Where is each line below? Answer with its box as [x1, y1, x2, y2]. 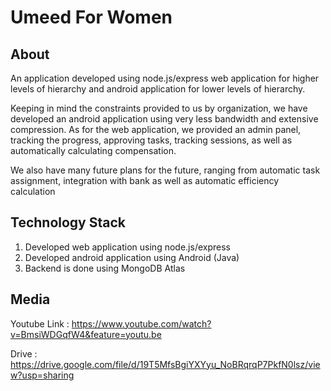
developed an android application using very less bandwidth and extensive [10, 113, 319, 125]
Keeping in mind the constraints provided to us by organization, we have [10, 102, 308, 114]
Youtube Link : [10, 317, 70, 330]
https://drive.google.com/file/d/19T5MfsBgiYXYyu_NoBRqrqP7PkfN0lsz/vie [10, 358, 321, 370]
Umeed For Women [10, 6, 173, 29]
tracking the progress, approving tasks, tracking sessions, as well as [10, 134, 293, 146]
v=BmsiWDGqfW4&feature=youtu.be [10, 328, 162, 340]
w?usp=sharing [10, 369, 75, 381]
